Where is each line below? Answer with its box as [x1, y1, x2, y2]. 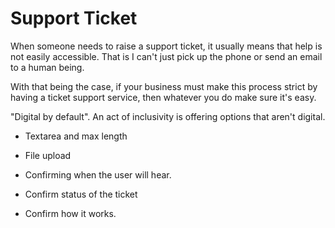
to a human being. [10, 61, 85, 73]
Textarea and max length [24, 130, 128, 142]
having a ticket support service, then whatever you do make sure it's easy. [10, 91, 317, 103]
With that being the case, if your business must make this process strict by [10, 80, 318, 92]
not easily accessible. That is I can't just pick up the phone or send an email [10, 50, 323, 62]
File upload [24, 149, 72, 161]
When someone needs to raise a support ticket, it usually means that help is [10, 40, 323, 52]
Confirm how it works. [24, 207, 117, 219]
